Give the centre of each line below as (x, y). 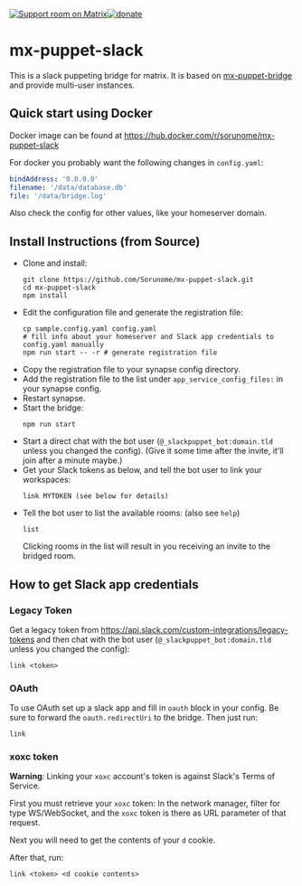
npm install (45, 296)
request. (25, 823)
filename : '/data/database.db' (68, 187)
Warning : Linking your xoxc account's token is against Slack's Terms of (142, 777)
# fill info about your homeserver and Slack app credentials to (148, 337)
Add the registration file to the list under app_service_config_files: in (152, 379)
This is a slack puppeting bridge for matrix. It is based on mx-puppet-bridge (151, 75)
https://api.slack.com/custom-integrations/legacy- (195, 629)
